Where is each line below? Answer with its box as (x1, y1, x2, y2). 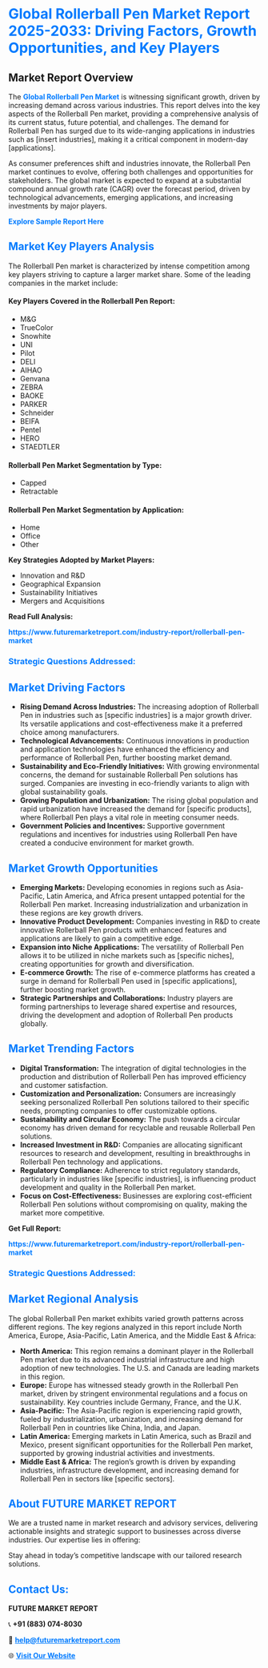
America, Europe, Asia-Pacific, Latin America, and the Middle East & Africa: (8, 1331, 257, 1340)
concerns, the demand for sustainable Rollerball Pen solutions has (19, 770, 238, 780)
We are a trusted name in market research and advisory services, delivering (8, 1518, 258, 1528)
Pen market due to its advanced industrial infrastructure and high (19, 1355, 234, 1364)
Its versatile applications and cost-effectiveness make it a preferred (19, 719, 243, 729)
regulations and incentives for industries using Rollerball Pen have (19, 830, 238, 840)
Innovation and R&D (19, 570, 86, 581)
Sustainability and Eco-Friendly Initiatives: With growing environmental (19, 762, 260, 772)
